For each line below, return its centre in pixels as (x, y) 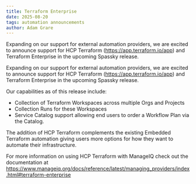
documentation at (27, 162)
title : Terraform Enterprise (41, 11)
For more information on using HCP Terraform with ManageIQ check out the (97, 156)
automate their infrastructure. (41, 145)
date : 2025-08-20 (27, 17)
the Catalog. (29, 121)
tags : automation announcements (45, 22)
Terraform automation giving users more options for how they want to (90, 139)
